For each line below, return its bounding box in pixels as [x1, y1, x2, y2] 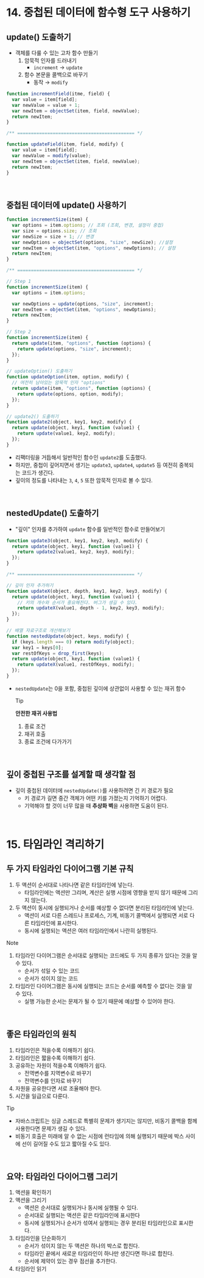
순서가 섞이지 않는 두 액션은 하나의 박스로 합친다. [24, 1242, 140, 1250]
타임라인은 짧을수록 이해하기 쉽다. [15, 1054, 96, 1061]
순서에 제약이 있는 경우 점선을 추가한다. [24, 1257, 118, 1265]
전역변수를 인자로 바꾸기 [24, 1077, 82, 1084]
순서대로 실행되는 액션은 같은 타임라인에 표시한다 [24, 1211, 140, 1219]
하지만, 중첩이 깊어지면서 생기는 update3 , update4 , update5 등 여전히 [15, 461, 178, 468]
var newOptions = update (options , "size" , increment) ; [12, 301, 154, 307]
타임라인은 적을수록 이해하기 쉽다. [15, 1046, 96, 1054]
